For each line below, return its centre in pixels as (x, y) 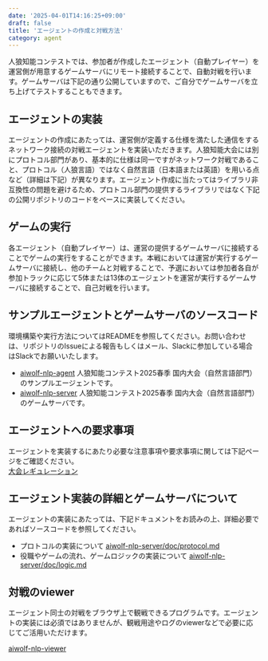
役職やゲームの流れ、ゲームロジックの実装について (103, 556)
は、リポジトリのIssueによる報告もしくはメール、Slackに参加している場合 (131, 346)
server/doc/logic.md (53, 565)
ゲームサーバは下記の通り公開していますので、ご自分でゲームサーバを (136, 81)
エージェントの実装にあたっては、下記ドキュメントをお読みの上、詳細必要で (134, 519)
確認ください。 (53, 461)
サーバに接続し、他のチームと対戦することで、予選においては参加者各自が (137, 267)
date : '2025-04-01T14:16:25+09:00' (67, 16)
